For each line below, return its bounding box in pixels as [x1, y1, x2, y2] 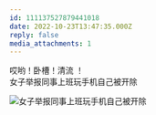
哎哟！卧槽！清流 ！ [9, 65, 84, 76]
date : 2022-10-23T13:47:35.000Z [9, 22, 132, 31]
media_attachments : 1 [9, 38, 92, 48]
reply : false [9, 30, 59, 39]
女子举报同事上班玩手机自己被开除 [9, 77, 138, 88]
